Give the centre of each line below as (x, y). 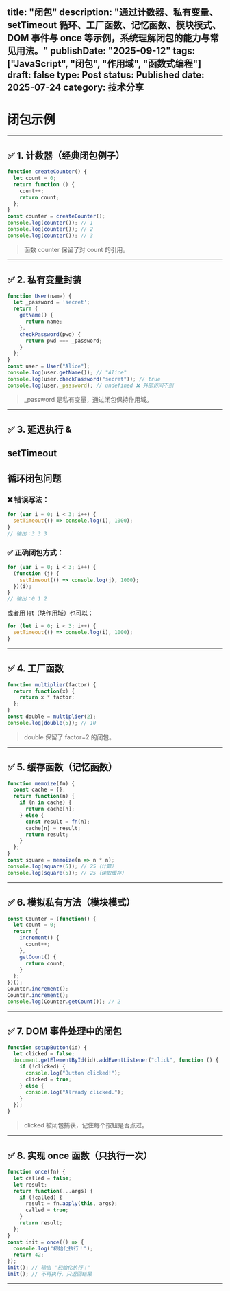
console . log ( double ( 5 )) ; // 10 (52, 723)
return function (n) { (44, 796)
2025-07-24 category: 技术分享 (76, 88)
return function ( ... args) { (53, 1191)
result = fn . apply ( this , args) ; (71, 1204)
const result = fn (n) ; (57, 822)
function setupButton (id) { (47, 1047)
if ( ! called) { (41, 1198)
